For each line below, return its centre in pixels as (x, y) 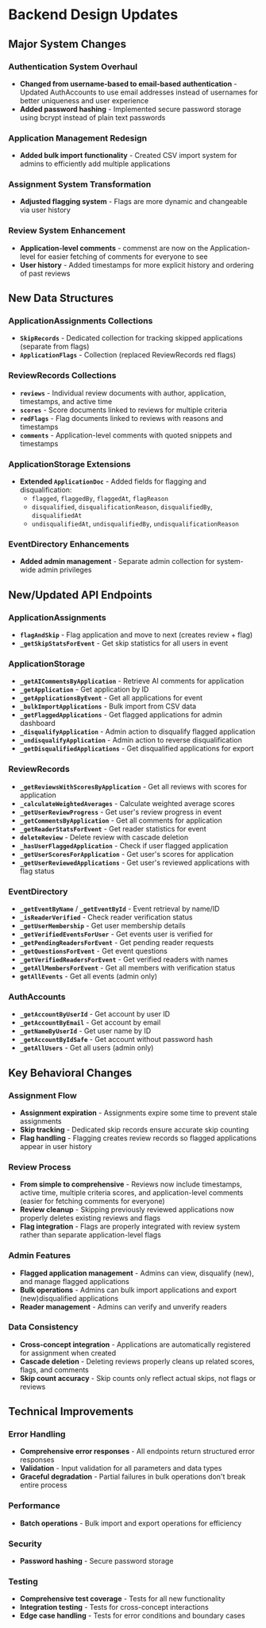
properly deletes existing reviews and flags (90, 1218)
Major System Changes (67, 44)
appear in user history (56, 1146)
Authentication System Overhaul (73, 67)
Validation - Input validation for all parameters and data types (121, 1468)
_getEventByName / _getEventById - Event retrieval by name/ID (120, 909)
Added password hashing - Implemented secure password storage (131, 109)
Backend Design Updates (93, 15)
